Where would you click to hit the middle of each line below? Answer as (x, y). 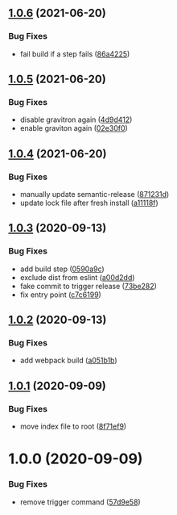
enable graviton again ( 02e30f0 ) (74, 128)
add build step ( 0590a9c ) (62, 269)
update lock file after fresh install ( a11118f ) (89, 203)
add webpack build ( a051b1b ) (69, 360)
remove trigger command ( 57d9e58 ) (80, 502)
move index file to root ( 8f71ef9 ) (73, 426)
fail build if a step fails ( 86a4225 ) (75, 54)
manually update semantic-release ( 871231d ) (95, 195)
